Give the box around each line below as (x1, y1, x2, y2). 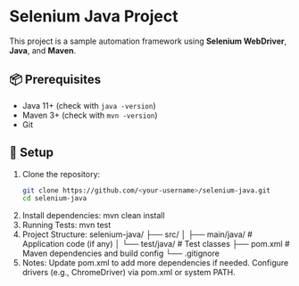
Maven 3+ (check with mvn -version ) (21, 110, 158, 120)
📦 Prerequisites (9, 72, 102, 87)
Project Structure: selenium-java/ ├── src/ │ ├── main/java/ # (21, 229, 253, 240)
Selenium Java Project (9, 6, 179, 27)
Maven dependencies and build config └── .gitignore (21, 248, 220, 259)
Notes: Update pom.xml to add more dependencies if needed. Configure (21, 257, 289, 268)
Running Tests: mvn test (21, 220, 112, 231)
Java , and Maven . (9, 45, 77, 55)
